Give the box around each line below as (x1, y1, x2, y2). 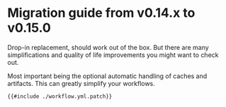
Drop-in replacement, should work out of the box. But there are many (7, 43, 209, 51)
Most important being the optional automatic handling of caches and (7, 72, 208, 80)
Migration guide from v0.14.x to (7, 5, 196, 21)
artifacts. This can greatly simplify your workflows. (7, 79, 156, 87)
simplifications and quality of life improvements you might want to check (7, 51, 219, 59)
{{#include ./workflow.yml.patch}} (7, 93, 113, 100)
